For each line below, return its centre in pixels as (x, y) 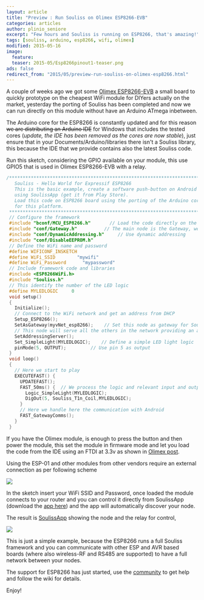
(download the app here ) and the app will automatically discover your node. (101, 506)
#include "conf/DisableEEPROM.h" (51, 240)
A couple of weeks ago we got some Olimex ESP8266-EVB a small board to (101, 91)
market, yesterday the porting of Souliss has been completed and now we (99, 105)
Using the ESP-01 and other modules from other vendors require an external (101, 463)
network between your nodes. (44, 560)
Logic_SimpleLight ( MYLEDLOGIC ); (66, 393)
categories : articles (34, 23)
